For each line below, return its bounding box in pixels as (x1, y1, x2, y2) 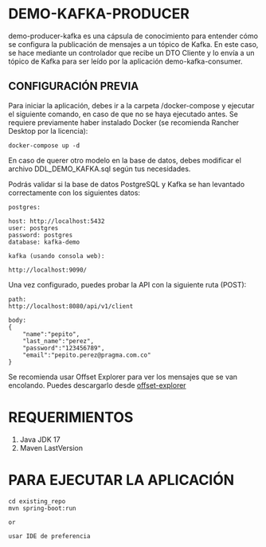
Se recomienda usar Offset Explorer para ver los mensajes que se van (8, 372, 237, 381)
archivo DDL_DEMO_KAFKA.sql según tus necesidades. (8, 164, 191, 174)
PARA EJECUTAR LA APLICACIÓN (8, 471, 235, 489)
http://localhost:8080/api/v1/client (8, 302, 134, 311)
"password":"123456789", (22, 344, 105, 352)
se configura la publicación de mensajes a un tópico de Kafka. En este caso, (8, 39, 259, 49)
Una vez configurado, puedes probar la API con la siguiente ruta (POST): (8, 279, 247, 289)
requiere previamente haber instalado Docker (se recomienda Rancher (8, 117, 240, 127)
